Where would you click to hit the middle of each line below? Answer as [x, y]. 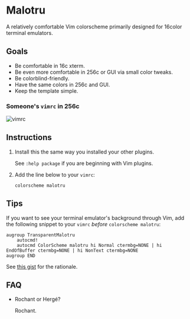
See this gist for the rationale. [42, 266]
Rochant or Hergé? [37, 300]
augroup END [21, 255]
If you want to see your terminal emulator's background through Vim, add [95, 218]
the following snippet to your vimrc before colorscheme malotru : [83, 224]
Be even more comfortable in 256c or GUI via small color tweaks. [94, 72]
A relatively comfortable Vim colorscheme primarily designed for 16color [94, 27]
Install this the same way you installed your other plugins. [84, 152]
